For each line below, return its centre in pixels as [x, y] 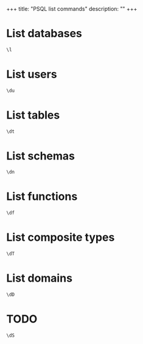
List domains [40, 278]
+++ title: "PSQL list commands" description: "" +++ [72, 9]
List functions [42, 196]
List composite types [61, 237]
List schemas [40, 156]
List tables [33, 115]
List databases [44, 34]
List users [32, 74]
